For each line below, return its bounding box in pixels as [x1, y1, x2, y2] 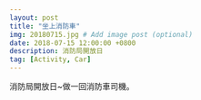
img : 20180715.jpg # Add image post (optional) [9, 30, 194, 39]
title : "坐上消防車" [9, 22, 80, 31]
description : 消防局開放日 [9, 47, 104, 56]
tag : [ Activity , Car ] [9, 55, 92, 64]
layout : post [9, 13, 59, 23]
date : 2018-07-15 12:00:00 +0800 [9, 38, 136, 48]
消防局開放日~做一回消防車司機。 [9, 81, 135, 91]
